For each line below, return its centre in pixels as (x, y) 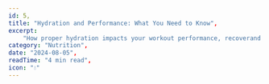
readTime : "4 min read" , (50, 61)
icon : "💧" (24, 68)
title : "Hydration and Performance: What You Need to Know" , (113, 23)
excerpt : (23, 30)
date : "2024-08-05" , (43, 53)
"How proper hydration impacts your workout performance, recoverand (142, 38)
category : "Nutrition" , (48, 46)
